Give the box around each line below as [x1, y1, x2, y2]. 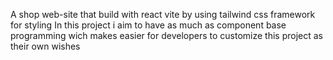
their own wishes [10, 40, 81, 52]
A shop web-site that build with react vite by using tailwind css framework [10, 9, 316, 20]
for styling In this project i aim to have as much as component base [10, 19, 287, 31]
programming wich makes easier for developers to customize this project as [10, 30, 323, 41]
